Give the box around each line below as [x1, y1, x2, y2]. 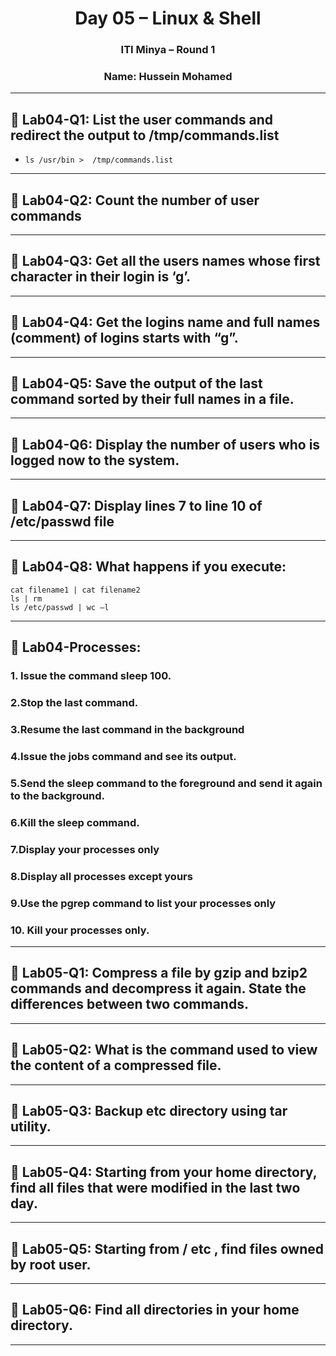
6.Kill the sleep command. [10, 815, 140, 829]
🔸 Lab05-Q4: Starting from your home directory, [10, 1163, 318, 1181]
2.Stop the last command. [10, 696, 139, 710]
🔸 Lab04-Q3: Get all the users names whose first [10, 253, 321, 270]
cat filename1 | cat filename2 [10, 585, 141, 595]
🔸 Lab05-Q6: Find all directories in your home [10, 1302, 300, 1319]
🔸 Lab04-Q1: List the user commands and [10, 111, 274, 128]
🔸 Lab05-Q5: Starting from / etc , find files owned [10, 1240, 324, 1257]
